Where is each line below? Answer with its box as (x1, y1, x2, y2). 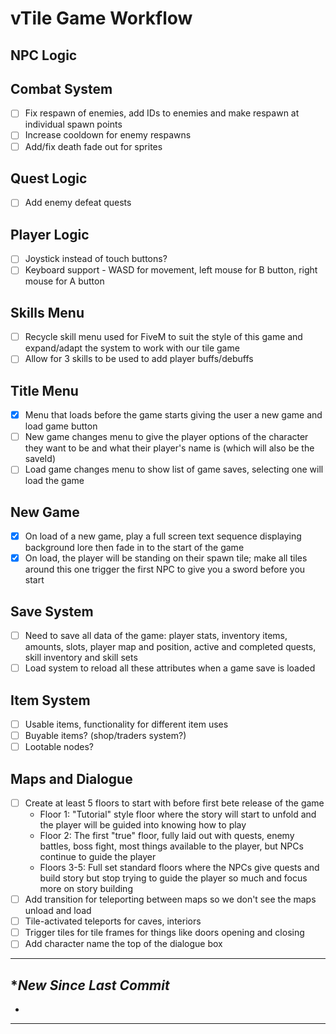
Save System (10, 603, 94, 620)
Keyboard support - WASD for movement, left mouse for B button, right (24, 264, 318, 276)
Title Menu (10, 382, 79, 399)
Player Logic (10, 226, 90, 243)
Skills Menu (10, 304, 85, 321)
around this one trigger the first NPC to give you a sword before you (24, 563, 306, 576)
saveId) (24, 453, 57, 465)
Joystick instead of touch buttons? (24, 253, 168, 265)
